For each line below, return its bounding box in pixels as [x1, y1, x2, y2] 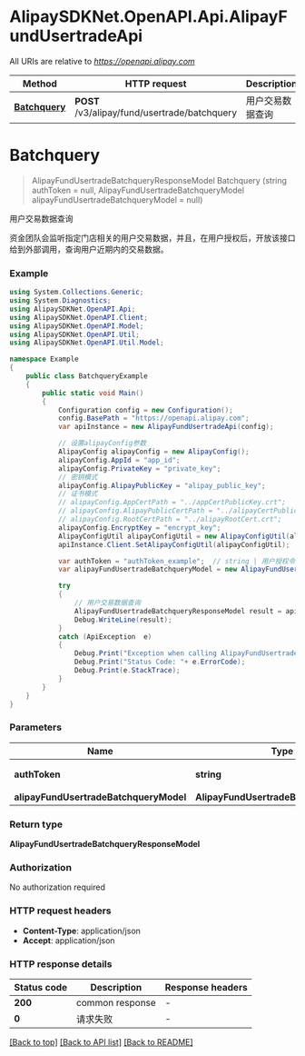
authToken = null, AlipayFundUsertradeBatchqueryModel [31, 184, 245, 195]
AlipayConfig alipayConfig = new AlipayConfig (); [57, 447, 250, 456]
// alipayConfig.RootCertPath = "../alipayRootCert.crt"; [57, 515, 282, 524]
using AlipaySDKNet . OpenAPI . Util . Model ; [9, 338, 165, 347]
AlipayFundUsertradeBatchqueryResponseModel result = [74, 606, 282, 615]
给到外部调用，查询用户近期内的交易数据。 [9, 244, 169, 254]
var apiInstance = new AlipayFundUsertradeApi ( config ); [57, 423, 274, 432]
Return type [9, 818, 64, 831]
